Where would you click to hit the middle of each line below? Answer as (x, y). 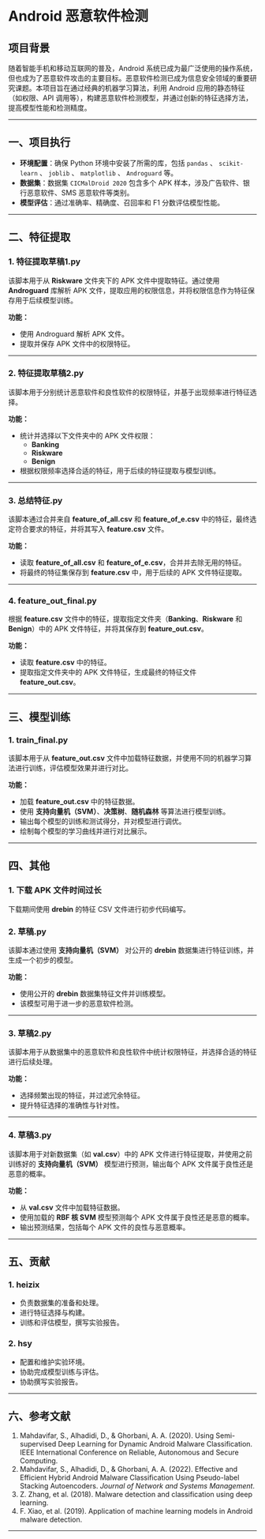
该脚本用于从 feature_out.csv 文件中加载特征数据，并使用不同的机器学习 (127, 758)
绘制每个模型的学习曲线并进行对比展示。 (85, 831)
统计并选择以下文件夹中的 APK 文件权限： (87, 435)
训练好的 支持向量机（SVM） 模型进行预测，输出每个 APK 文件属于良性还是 (131, 1164)
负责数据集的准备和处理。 (61, 1303)
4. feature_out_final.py (52, 601)
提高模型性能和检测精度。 (50, 108)
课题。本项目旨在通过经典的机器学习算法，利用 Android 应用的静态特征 (130, 88)
